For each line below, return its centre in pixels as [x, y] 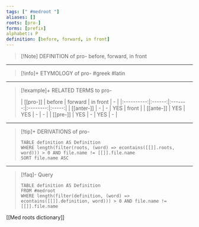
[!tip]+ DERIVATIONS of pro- [55, 132]
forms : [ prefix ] [26, 28]
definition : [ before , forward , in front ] [58, 39]
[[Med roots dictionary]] [36, 217]
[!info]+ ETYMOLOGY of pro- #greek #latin [73, 73]
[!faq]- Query [37, 175]
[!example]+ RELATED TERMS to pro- [66, 90]
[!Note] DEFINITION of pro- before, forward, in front [84, 56]
